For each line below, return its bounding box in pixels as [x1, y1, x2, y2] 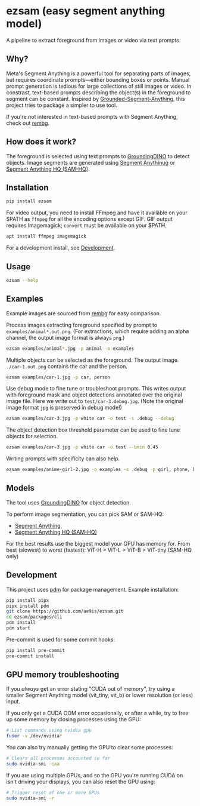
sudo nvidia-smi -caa [6, 761, 60, 767]
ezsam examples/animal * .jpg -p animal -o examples [6, 345, 135, 352]
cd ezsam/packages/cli [6, 614, 62, 620]
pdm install [6, 620, 36, 626]
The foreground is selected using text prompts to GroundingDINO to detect [6, 152, 190, 159]
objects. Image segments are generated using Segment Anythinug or [6, 159, 176, 166]
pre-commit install [6, 653, 55, 659]
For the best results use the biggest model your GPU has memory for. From [6, 540, 190, 547]
